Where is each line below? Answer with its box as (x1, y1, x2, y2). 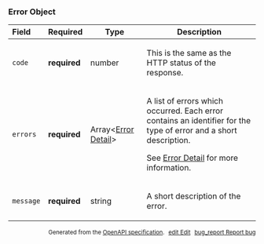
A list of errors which (146, 96, 224, 107)
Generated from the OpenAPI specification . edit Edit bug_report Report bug (48, 228, 256, 237)
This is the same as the (146, 48, 232, 59)
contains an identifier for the (146, 115, 251, 126)
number (90, 57, 119, 68)
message (12, 197, 41, 206)
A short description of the (146, 191, 241, 202)
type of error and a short (146, 125, 237, 136)
